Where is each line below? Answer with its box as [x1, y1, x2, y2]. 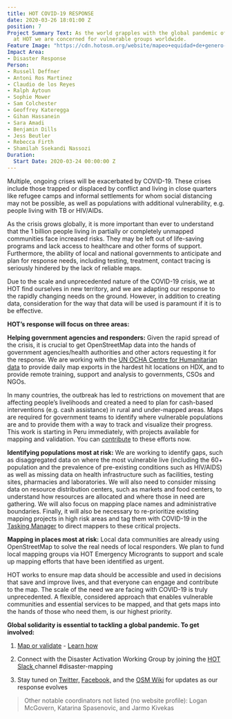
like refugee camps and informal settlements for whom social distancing [7, 192, 213, 200]
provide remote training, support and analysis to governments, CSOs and [7, 370, 215, 378]
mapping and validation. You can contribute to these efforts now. [7, 435, 191, 443]
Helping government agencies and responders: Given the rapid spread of [7, 333, 220, 342]
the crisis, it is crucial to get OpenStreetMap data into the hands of [7, 340, 197, 349]
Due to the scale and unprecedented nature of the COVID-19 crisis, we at [7, 277, 215, 286]
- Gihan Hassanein [7, 113, 60, 120]
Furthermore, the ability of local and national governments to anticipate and [7, 249, 222, 257]
